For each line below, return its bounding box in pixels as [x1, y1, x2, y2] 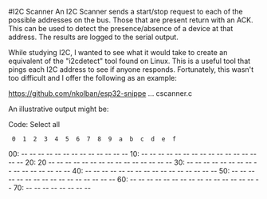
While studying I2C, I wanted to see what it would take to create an [8, 48, 228, 57]
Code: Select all [8, 120, 61, 129]
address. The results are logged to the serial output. [8, 32, 179, 42]
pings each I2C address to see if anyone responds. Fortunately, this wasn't [8, 65, 254, 74]
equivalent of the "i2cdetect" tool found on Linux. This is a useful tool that [8, 56, 251, 66]
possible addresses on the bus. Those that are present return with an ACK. [8, 15, 253, 25]
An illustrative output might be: [8, 104, 109, 113]
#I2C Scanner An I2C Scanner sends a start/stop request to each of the [8, 7, 243, 16]
